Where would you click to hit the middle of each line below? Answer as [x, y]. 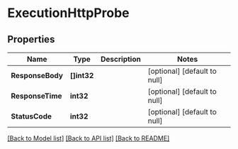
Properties [31, 39]
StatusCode [31, 116]
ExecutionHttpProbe [68, 13]
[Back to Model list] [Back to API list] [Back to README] [89, 138]
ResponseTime [36, 96]
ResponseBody [37, 76]
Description [121, 59]
